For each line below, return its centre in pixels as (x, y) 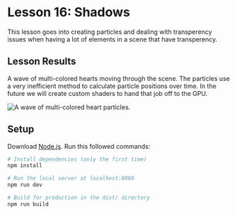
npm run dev (25, 185)
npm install (25, 166)
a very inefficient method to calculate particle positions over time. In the (112, 86)
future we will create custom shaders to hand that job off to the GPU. (108, 93)
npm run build (28, 204)
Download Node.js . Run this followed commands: (79, 146)
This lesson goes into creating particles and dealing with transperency (110, 32)
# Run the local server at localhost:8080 (71, 178)
